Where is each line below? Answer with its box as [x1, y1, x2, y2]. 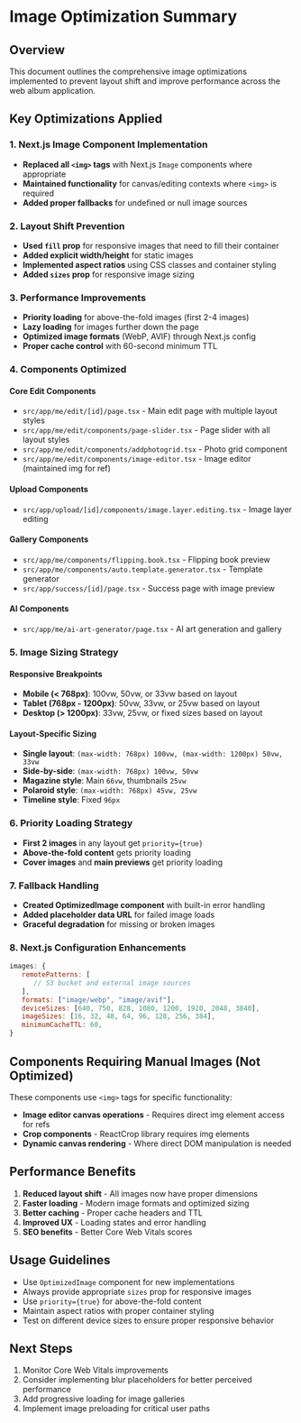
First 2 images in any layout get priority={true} [22, 837, 204, 849]
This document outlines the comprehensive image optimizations [9, 66, 248, 77]
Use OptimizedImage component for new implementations [22, 1276, 235, 1287]
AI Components [9, 603, 69, 614]
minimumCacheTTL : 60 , [21, 1021, 103, 1030]
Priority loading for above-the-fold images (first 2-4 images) [22, 312, 250, 323]
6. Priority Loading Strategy [9, 817, 133, 830]
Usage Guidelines [9, 1253, 111, 1268]
